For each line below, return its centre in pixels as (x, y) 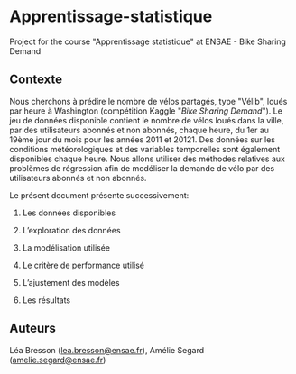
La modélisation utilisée (66, 247)
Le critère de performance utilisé (83, 265)
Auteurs (33, 328)
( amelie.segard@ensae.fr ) (58, 360)
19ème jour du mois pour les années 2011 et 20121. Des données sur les (142, 139)
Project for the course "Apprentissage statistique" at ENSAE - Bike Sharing (148, 41)
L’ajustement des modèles (71, 282)
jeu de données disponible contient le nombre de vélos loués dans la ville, (147, 120)
